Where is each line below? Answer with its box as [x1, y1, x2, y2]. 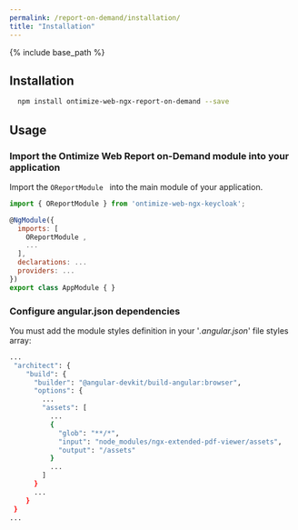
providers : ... [17, 266, 75, 275]
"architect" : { [13, 361, 71, 370]
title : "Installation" [9, 22, 95, 31]
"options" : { [33, 386, 84, 395]
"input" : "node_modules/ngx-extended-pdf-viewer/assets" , [57, 437, 283, 446]
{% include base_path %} [9, 46, 105, 57]
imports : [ [17, 224, 59, 233]
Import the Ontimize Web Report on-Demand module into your [9, 149, 289, 162]
